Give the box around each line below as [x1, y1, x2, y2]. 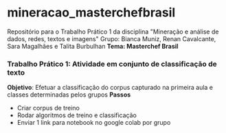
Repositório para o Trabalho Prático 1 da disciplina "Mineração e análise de [7, 27, 219, 36]
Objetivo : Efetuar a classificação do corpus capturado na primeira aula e [7, 84, 214, 92]
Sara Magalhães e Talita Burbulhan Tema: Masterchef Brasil [7, 42, 179, 50]
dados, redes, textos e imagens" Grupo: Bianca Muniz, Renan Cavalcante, [7, 34, 216, 43]
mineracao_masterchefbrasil [7, 5, 176, 21]
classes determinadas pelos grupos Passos [7, 90, 131, 99]
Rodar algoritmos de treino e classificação [16, 111, 137, 119]
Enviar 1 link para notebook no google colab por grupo [16, 119, 171, 127]
